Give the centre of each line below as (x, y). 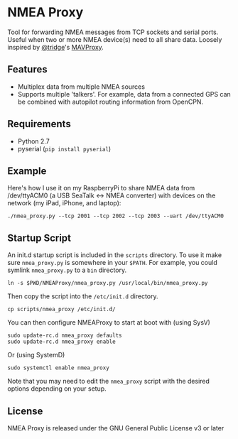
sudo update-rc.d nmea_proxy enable (61, 342)
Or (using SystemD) (36, 355)
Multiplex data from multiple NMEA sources (81, 87)
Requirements (39, 124)
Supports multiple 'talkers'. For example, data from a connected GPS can (124, 94)
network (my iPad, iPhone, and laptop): (64, 203)
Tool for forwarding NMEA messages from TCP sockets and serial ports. (113, 32)
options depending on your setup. (57, 389)
